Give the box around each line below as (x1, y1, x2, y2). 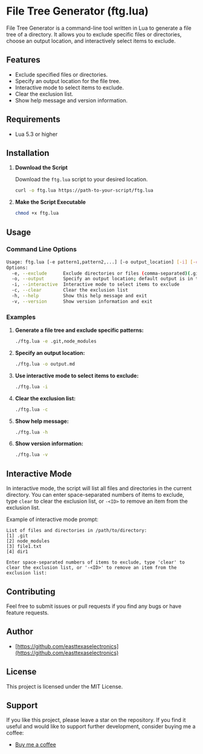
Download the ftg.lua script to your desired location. (14, 176, 148, 183)
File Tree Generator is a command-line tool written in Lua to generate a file (6, 24, 192, 32)
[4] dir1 (6, 549, 28, 555)
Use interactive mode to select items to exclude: (14, 372, 139, 379)
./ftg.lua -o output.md (14, 361, 76, 367)
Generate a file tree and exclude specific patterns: (14, 326, 144, 334)
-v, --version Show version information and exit (11, 298, 153, 305)
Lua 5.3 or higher (14, 130, 58, 138)
